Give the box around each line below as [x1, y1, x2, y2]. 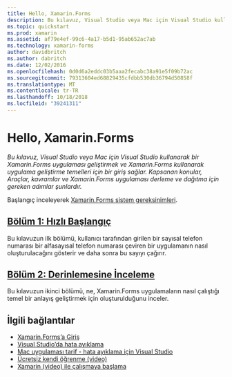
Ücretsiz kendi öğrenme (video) [17, 355, 108, 363]
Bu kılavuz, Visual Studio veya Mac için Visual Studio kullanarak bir [7, 153, 200, 161]
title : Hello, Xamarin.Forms [7, 10, 91, 17]
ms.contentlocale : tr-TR [7, 87, 79, 94]
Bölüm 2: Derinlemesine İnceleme [7, 269, 155, 281]
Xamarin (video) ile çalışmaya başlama [17, 362, 126, 371]
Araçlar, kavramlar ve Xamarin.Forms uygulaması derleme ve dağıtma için [7, 174, 220, 183]
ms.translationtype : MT [7, 81, 76, 88]
